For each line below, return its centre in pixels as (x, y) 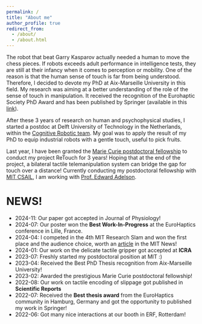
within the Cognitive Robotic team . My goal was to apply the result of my (96, 133)
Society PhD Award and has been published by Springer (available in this (97, 102)
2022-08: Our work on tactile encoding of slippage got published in (99, 282)
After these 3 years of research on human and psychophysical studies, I (96, 120)
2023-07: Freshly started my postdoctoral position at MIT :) (89, 256)
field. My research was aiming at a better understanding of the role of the (97, 89)
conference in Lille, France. (49, 231)
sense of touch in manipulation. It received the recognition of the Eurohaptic (101, 96)
